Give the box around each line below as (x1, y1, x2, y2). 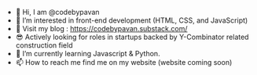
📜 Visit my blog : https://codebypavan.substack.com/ (15, 24, 188, 33)
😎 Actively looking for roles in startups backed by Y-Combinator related (15, 32, 249, 41)
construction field (15, 41, 73, 50)
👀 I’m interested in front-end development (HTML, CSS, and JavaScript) (15, 16, 248, 25)
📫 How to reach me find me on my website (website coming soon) (15, 58, 233, 66)
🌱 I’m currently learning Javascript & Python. (15, 49, 160, 58)
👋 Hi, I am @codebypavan (15, 8, 100, 16)
